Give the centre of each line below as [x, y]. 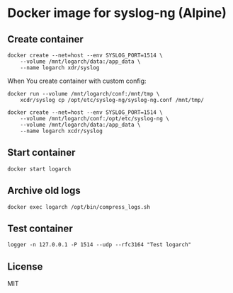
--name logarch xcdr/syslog [61, 131]
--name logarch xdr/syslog [60, 68]
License [25, 266]
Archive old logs [44, 191]
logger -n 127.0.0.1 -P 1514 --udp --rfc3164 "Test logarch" [100, 245]
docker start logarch [39, 169]
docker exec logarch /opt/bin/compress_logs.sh [79, 207]
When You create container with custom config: [77, 81]
